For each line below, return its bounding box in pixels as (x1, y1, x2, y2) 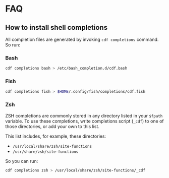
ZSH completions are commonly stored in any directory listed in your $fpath (5, 112, 163, 118)
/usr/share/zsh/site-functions (12, 149, 79, 154)
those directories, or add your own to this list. (5, 123, 100, 129)
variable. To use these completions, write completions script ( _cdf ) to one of (5, 118, 164, 124)
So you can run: (5, 158, 38, 164)
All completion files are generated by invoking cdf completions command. (5, 36, 159, 42)
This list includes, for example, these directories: (5, 133, 106, 139)
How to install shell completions (5, 23, 107, 32)
